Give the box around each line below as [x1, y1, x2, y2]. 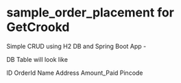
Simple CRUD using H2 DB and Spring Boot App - [6, 42, 147, 50]
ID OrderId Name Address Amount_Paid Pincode [6, 69, 143, 77]
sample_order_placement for [6, 5, 174, 21]
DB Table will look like [6, 55, 68, 63]
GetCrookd [6, 19, 70, 35]
